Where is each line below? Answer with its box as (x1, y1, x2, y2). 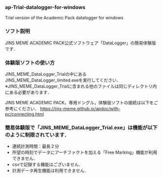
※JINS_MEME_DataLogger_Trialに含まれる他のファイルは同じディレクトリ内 (5, 83, 157, 89)
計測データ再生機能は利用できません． (12, 168, 89, 174)
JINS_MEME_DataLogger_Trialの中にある (5, 71, 87, 77)
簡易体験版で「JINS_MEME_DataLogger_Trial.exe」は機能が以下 (5, 124, 158, 131)
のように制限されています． (5, 131, 69, 138)
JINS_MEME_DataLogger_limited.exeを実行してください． (5, 77, 121, 83)
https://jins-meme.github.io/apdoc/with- (40, 106, 121, 112)
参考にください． (5, 106, 39, 112)
